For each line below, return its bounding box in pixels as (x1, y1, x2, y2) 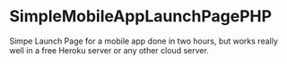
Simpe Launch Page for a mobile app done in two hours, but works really (9, 36, 278, 46)
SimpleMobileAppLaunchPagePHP (9, 6, 272, 27)
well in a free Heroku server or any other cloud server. (9, 44, 209, 55)
